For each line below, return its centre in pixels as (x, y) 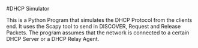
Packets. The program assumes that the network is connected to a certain (98, 33)
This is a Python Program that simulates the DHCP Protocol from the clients (99, 20)
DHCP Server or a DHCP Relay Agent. (53, 39)
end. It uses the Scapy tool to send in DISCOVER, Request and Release (94, 26)
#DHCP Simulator (28, 9)
